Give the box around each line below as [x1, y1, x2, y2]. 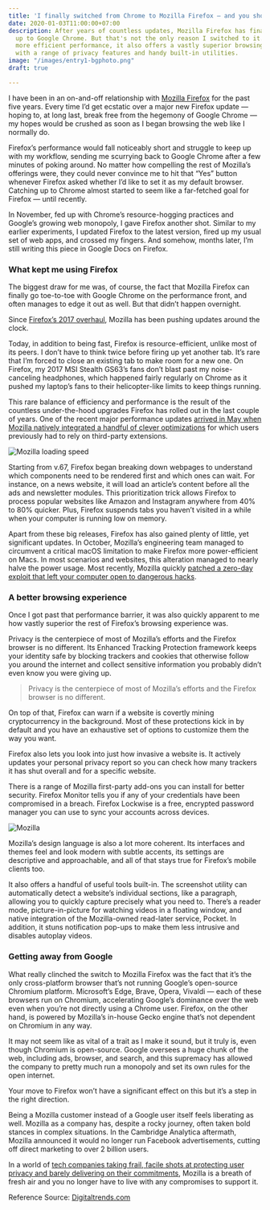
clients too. [8, 865, 46, 874]
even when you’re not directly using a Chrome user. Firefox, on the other [8, 1004, 248, 1013]
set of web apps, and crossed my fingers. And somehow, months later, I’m [8, 235, 254, 245]
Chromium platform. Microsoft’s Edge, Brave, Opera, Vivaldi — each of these [8, 986, 262, 996]
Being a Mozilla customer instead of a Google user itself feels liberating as [8, 1110, 255, 1119]
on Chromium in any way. [8, 1020, 92, 1030]
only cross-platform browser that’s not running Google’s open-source [8, 978, 239, 987]
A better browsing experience [8, 591, 127, 603]
